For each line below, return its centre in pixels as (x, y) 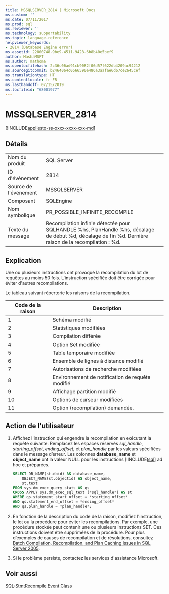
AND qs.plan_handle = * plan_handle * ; (52, 506)
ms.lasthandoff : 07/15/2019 (35, 84)
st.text (30, 483)
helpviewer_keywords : (28, 43)
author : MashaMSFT (24, 57)
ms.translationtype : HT (30, 75)
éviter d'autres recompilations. (37, 283)
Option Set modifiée (76, 345)
